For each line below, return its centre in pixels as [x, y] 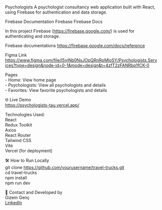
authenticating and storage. [32, 36]
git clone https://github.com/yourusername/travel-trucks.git [65, 167]
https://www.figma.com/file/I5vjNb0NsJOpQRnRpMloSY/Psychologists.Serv [81, 60]
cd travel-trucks [21, 173]
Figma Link [16, 55]
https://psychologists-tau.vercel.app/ [42, 105]
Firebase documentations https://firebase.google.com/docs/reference [75, 45]
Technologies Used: [25, 114]
